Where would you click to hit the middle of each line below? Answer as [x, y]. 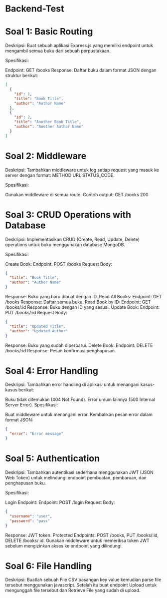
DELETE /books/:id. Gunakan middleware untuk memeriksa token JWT [77, 540]
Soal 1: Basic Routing [49, 32]
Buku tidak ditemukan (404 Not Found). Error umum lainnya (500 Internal [80, 400]
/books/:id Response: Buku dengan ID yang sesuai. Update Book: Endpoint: [83, 307]
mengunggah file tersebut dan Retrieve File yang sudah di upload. [73, 590]
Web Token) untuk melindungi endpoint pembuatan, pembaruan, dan [76, 478]
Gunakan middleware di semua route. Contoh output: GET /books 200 [77, 194]
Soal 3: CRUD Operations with [68, 214]
